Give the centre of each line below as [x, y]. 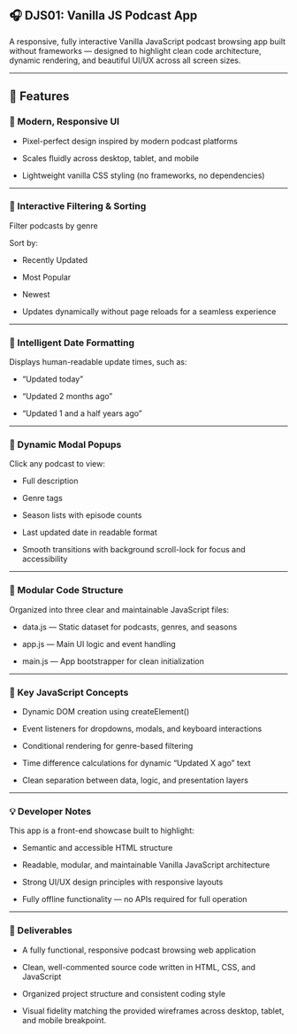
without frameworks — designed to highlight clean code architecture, [136, 50]
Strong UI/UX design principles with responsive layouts [122, 882]
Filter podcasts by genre [54, 226]
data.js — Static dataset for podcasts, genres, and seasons [129, 627]
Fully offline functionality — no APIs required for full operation [134, 899]
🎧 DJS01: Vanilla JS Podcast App [103, 15]
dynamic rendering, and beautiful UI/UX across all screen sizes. [125, 60]
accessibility [45, 559]
